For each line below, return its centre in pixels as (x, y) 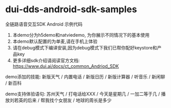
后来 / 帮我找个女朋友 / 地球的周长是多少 (69, 100)
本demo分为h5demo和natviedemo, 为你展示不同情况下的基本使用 (81, 35)
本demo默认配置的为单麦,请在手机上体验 (55, 41)
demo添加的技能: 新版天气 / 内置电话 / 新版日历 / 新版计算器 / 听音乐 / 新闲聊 (85, 76)
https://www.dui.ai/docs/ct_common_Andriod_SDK (66, 66)
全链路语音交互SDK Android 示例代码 (44, 24)
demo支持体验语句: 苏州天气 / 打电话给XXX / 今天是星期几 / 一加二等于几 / (83, 94)
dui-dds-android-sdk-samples (71, 9)
